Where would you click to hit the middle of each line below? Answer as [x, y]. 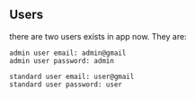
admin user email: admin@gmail [68, 53]
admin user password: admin [62, 61]
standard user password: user [66, 85]
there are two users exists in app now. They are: [98, 36]
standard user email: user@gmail [72, 76]
